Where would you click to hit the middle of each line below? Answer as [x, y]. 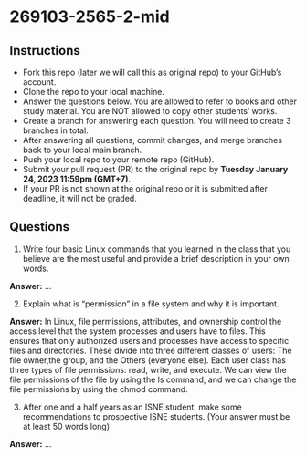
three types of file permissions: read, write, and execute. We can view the [148, 369]
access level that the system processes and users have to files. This [138, 331]
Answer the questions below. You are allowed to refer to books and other [159, 101]
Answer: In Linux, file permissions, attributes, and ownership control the [146, 321]
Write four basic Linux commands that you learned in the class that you [157, 249]
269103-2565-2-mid [90, 17]
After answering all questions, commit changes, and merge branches [153, 140]
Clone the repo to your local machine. [93, 92]
